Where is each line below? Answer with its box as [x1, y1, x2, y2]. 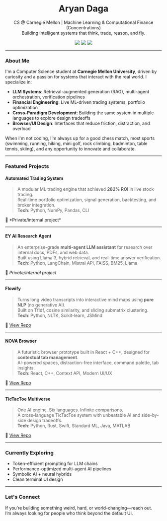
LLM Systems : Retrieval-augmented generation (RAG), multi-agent [12, 89, 150, 95]
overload [12, 126, 31, 132]
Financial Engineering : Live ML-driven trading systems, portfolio [12, 99, 145, 105]
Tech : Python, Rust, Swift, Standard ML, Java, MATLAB [17, 423, 131, 429]
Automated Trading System [5, 175, 64, 181]
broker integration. [17, 202, 56, 208]
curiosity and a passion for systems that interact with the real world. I [5, 74, 147, 80]
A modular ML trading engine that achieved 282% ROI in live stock [17, 186, 154, 192]
